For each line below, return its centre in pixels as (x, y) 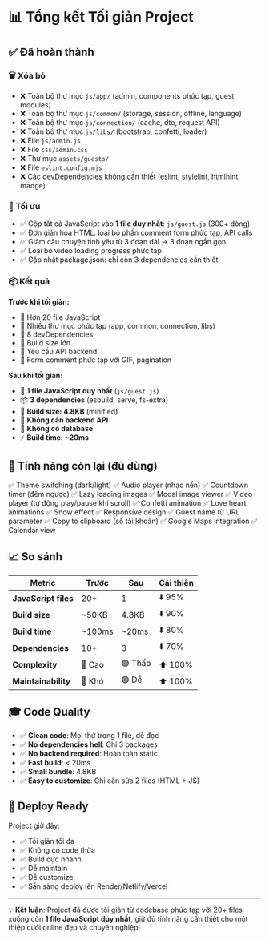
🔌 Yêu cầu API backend (58, 352)
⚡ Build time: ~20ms (54, 438)
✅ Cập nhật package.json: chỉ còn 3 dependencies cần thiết (119, 260)
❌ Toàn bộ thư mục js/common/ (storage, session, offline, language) (131, 113)
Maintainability (42, 681)
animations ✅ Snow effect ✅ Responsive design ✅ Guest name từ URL (124, 512)
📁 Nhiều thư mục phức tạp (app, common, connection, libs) (118, 326)
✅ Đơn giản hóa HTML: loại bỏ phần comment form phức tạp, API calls (136, 233)
